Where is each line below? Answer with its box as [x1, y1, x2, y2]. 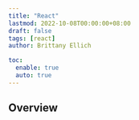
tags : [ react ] [8, 34, 56, 43]
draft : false [8, 27, 52, 35]
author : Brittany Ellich [8, 42, 92, 50]
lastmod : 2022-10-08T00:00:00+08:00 [8, 19, 131, 27]
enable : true [15, 64, 59, 72]
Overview [8, 101, 59, 115]
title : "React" [8, 11, 59, 20]
